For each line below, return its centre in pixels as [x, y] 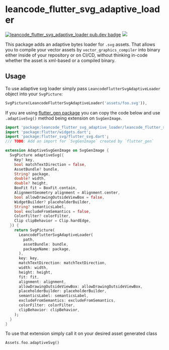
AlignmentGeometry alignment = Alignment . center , [67, 193]
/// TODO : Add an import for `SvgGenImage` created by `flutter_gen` [80, 141]
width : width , [33, 268]
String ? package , [32, 174]
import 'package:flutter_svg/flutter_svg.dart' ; [57, 137]
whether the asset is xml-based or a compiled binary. [60, 60]
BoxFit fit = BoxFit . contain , [46, 188]
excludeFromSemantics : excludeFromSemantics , [67, 301]
